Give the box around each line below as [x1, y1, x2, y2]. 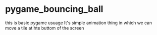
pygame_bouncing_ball [5, 3, 104, 15]
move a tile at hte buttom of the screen [5, 25, 84, 31]
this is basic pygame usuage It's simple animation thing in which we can [5, 20, 152, 26]
